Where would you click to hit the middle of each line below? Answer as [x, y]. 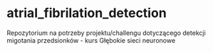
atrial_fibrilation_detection [87, 13]
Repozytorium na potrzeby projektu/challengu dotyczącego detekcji [106, 33]
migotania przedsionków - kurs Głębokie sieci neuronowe [91, 40]
